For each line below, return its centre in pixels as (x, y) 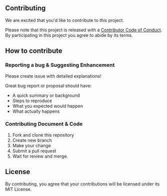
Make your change (32, 145)
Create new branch (32, 140)
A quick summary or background (46, 95)
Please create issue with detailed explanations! (53, 76)
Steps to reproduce (32, 100)
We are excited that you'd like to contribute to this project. (65, 20)
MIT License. (18, 189)
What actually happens (36, 111)
